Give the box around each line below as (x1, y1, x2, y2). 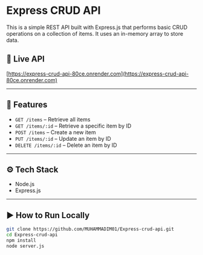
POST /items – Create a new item (14, 128, 97, 136)
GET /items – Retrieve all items (14, 115, 91, 123)
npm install (6, 237, 36, 244)
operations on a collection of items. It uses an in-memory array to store (6, 30, 184, 37)
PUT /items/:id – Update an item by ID (14, 135, 112, 142)
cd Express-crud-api (6, 232, 59, 238)
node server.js (6, 243, 45, 249)
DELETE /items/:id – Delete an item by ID (14, 141, 117, 149)
